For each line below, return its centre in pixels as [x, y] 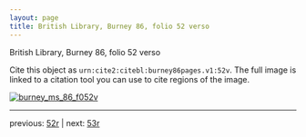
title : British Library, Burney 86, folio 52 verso [109, 26]
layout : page [34, 18]
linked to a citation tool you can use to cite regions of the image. [130, 79]
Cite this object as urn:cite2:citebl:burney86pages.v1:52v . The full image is [153, 70]
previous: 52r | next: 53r [55, 122]
